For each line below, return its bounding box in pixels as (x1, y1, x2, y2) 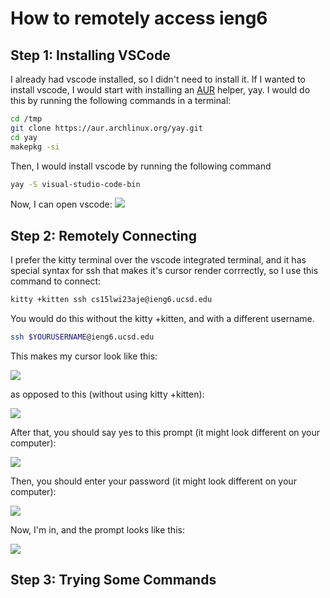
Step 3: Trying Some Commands (10, 572, 217, 589)
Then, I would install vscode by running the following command (10, 160, 272, 172)
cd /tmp (10, 114, 43, 124)
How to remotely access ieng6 (10, 7, 268, 30)
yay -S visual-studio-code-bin (10, 179, 141, 189)
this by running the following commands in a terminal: (10, 95, 232, 106)
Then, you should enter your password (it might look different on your (10, 475, 297, 487)
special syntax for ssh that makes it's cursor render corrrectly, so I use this (10, 265, 319, 277)
